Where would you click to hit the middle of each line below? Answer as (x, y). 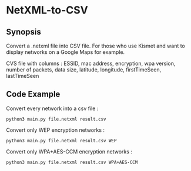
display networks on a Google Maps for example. (66, 52)
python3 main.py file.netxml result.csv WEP (61, 141)
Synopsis (24, 32)
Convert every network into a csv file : (52, 108)
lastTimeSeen (23, 76)
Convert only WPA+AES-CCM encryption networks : (69, 151)
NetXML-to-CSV (47, 10)
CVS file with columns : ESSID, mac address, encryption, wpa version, (91, 63)
